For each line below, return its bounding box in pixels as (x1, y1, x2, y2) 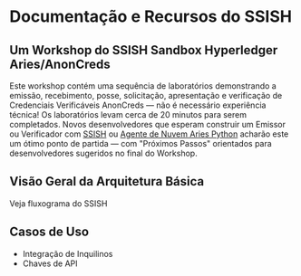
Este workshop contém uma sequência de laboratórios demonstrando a (9, 81, 277, 91)
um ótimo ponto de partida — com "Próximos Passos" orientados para (9, 138, 272, 148)
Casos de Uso (9, 224, 89, 240)
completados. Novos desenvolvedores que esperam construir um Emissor (9, 119, 286, 129)
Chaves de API (22, 258, 79, 269)
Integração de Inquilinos (22, 248, 113, 259)
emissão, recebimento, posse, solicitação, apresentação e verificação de (9, 90, 283, 100)
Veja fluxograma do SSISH (9, 197, 108, 209)
